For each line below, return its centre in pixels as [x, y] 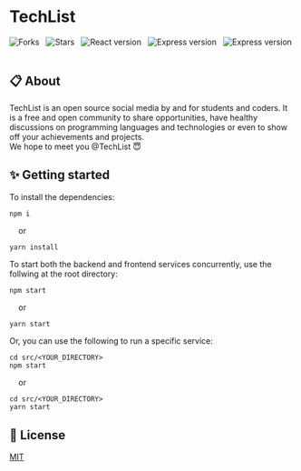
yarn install [34, 247]
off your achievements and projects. [77, 136]
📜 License [38, 435]
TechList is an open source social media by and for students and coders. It [149, 107]
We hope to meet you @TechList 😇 [76, 146]
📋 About [35, 81]
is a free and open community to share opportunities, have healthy [134, 117]
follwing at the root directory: [63, 274]
